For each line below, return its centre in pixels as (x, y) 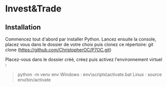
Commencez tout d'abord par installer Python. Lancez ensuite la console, (81, 39)
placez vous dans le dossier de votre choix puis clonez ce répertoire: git (79, 44)
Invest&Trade (33, 9)
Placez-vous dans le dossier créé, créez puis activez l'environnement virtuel (84, 59)
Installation (23, 27)
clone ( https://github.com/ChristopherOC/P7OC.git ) (58, 50)
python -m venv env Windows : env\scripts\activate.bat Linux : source (89, 74)
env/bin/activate (34, 80)
